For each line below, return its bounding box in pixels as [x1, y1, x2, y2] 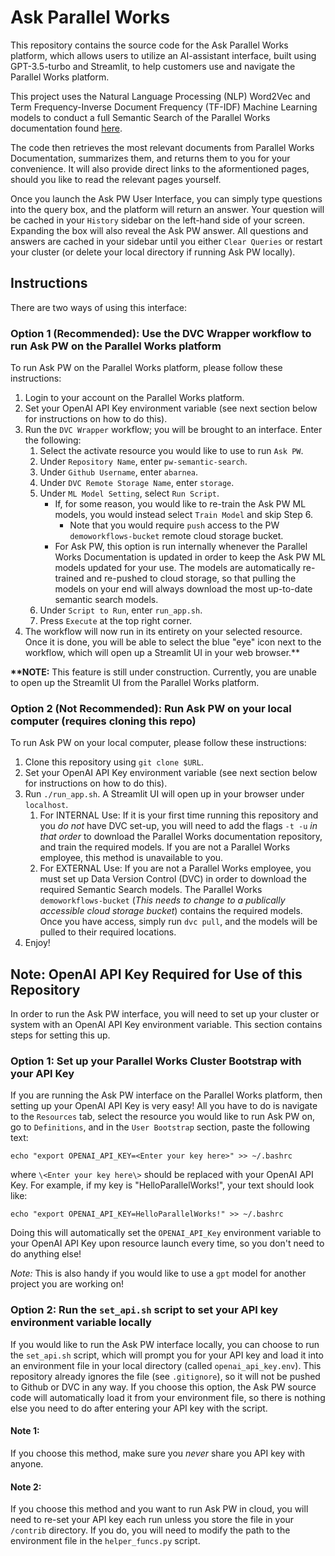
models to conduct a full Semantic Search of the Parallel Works [10, 111, 271, 123]
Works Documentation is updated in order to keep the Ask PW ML [54, 551, 326, 563]
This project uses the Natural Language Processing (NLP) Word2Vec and [10, 90, 311, 102]
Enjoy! [24, 937, 51, 949]
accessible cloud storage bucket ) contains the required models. [39, 905, 303, 917]
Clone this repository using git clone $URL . [24, 756, 204, 768]
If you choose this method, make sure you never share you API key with [10, 1447, 305, 1459]
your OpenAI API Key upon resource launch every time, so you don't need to [10, 1237, 325, 1250]
